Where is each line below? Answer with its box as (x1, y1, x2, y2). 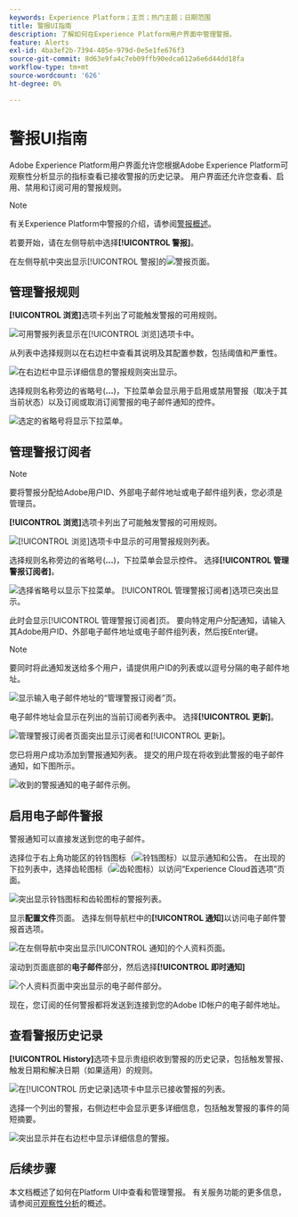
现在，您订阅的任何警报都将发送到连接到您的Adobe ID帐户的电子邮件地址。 (9, 999, 286, 1010)
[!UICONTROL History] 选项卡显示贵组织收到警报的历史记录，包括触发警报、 (9, 1053, 289, 1064)
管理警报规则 (9, 284, 80, 300)
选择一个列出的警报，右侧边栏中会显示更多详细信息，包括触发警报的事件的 (9, 1102, 282, 1113)
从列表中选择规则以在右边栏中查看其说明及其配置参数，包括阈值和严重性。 (9, 348, 282, 358)
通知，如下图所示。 (9, 761, 80, 771)
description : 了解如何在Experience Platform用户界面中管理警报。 (9, 29, 237, 38)
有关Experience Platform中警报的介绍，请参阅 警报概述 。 (9, 218, 216, 228)
